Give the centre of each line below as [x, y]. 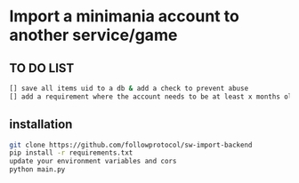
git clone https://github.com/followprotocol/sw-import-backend [131, 145]
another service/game [93, 35]
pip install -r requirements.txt [71, 153]
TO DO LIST [42, 68]
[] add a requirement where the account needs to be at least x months [145, 96]
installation [41, 125]
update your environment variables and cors [93, 162]
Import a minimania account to [125, 16]
